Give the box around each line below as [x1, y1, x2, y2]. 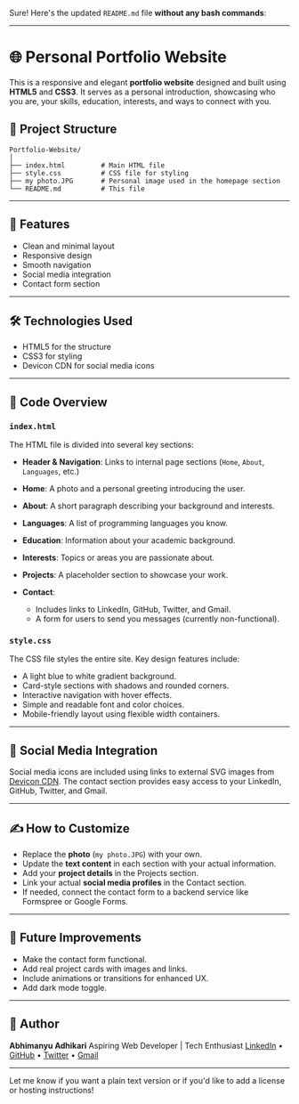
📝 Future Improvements [9, 930, 142, 946]
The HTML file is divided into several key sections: [9, 440, 194, 451]
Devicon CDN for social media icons [21, 361, 155, 371]
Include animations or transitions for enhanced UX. [21, 972, 209, 983]
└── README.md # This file [9, 184, 145, 193]
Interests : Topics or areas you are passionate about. [21, 552, 215, 564]
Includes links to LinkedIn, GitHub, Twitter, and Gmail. [35, 605, 231, 615]
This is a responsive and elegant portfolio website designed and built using [9, 77, 287, 87]
